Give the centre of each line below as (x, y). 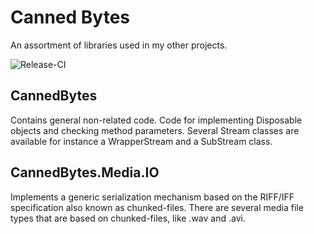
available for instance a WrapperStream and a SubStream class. (141, 141)
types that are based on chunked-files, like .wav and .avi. (128, 218)
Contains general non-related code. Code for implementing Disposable (156, 120)
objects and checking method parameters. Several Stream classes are (155, 130)
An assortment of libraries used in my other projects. (119, 45)
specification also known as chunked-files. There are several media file (157, 207)
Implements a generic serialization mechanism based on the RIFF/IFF (152, 197)
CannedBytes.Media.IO (85, 172)
